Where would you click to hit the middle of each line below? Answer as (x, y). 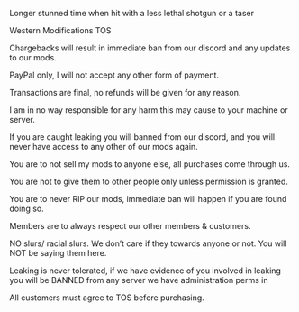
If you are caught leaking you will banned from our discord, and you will (142, 137)
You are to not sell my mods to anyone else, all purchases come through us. (150, 164)
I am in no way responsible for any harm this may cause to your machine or (149, 110)
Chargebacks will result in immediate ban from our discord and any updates (150, 48)
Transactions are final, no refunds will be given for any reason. (125, 92)
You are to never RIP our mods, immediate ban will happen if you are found (148, 199)
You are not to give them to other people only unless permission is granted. (149, 181)
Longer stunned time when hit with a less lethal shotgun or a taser (132, 13)
